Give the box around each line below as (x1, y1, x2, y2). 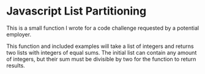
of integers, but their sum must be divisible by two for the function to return (6, 55, 196, 62)
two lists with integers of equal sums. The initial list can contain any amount (6, 49, 197, 56)
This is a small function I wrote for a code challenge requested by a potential (6, 24, 199, 32)
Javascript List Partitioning (6, 4, 147, 18)
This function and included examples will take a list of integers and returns (6, 42, 194, 50)
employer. (6, 30, 32, 38)
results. (6, 62, 26, 69)
